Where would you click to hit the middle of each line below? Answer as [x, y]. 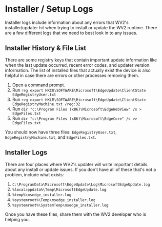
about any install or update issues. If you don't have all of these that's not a [81, 170]
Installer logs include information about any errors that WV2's [67, 22]
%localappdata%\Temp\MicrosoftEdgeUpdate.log [59, 189]
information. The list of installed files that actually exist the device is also [78, 70]
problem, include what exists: [35, 174]
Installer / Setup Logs [49, 9]
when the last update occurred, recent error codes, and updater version [77, 65]
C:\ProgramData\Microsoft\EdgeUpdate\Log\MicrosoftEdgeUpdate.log [81, 184]
